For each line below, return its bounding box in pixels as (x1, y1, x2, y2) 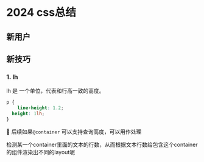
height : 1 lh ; (12, 110, 45, 117)
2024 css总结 (6, 5, 77, 19)
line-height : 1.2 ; (17, 105, 64, 111)
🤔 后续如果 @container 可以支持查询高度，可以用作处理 (6, 128, 142, 135)
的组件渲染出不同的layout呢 (6, 148, 75, 155)
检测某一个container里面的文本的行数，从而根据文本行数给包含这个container (6, 141, 198, 148)
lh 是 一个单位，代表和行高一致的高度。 (6, 87, 105, 95)
